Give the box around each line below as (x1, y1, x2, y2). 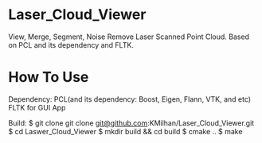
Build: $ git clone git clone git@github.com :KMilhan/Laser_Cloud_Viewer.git (8, 118, 255, 128)
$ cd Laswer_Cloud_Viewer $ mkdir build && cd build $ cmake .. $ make (8, 126, 243, 136)
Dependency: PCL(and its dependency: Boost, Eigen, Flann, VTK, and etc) (8, 94, 252, 104)
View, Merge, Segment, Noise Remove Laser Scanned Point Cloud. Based (8, 32, 249, 41)
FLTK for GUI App (8, 102, 66, 112)
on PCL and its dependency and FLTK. (8, 40, 134, 49)
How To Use (8, 68, 89, 87)
